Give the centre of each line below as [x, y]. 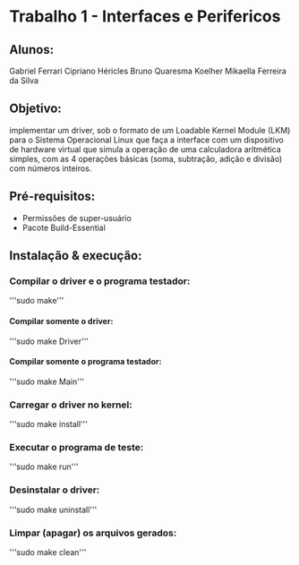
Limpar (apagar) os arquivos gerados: [93, 533]
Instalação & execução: [76, 256]
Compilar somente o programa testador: [85, 362]
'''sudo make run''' [44, 467]
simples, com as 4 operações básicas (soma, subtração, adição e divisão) [146, 158]
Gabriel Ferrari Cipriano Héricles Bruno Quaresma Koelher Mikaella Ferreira [148, 71]
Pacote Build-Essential [64, 227]
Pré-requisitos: [52, 197]
